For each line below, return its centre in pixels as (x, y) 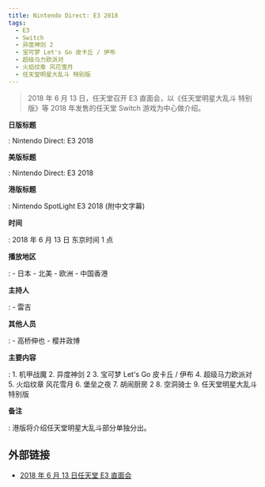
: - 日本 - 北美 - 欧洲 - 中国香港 (58, 273)
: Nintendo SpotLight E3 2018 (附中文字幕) (77, 206)
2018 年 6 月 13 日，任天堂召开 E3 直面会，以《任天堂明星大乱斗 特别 (140, 98)
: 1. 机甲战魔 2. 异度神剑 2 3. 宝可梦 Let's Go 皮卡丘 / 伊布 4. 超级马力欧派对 (131, 374)
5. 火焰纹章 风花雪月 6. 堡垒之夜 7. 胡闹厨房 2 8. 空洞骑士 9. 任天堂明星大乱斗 (133, 384)
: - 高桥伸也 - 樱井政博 (44, 341)
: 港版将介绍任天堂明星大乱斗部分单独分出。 (79, 428)
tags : (17, 23)
